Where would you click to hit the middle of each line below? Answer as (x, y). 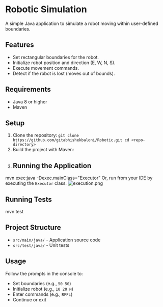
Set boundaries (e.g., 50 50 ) (42, 283)
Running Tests (29, 199)
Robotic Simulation (46, 9)
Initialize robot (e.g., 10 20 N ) (43, 289)
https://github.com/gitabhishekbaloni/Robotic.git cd (71, 140)
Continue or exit (30, 299)
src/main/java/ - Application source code (57, 240)
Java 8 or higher (30, 102)
